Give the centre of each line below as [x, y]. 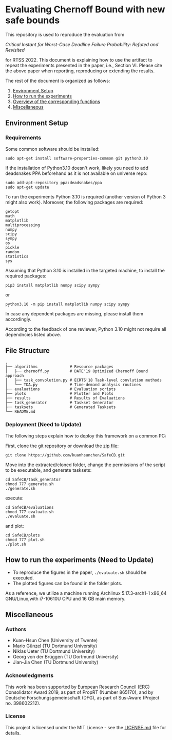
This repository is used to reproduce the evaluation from [65, 34]
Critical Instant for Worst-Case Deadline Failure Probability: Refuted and [82, 44]
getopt [12, 211]
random [12, 252]
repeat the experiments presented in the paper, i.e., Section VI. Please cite [84, 65]
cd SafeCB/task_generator [33, 479]
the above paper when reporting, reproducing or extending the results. [80, 71]
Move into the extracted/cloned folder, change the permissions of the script [85, 465]
